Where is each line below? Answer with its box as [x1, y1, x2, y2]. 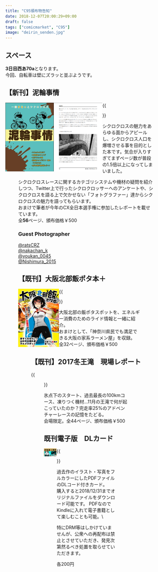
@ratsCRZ [18, 242, 40, 249]
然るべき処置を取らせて [61, 544, 111, 550]
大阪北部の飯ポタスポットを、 [58, 309, 122, 315]
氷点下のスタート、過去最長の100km [44, 392, 121, 398]
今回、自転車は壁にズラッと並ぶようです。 [5, 72, 95, 78]
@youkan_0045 [18, 253, 51, 259]
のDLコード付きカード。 [56, 482, 108, 488]
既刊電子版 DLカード [44, 434, 114, 443]
